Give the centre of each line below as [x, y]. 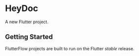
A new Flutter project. [27, 22]
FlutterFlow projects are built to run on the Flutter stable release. [70, 48]
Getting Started [29, 37]
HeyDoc [21, 8]
